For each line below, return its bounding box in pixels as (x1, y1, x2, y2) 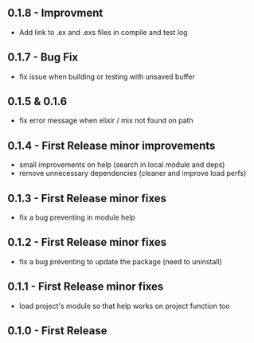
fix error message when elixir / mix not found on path (18, 115, 193, 126)
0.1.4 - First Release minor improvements (7, 138, 216, 152)
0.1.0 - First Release (7, 324, 107, 337)
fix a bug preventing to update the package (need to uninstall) (18, 256, 222, 266)
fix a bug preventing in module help (18, 212, 136, 222)
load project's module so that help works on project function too (18, 301, 230, 310)
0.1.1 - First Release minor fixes (7, 280, 164, 294)
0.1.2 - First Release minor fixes (7, 236, 167, 249)
